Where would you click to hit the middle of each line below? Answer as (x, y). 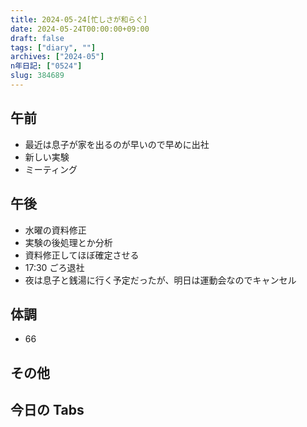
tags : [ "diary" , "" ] (53, 47)
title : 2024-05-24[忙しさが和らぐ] (79, 19)
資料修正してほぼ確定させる (82, 255)
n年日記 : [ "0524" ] (46, 66)
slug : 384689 (37, 76)
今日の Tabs (47, 410)
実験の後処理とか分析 (68, 242)
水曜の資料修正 (55, 230)
